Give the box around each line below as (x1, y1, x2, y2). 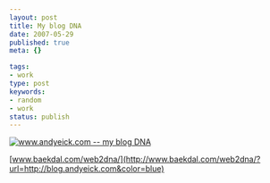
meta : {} (9, 46, 42, 55)
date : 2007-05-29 (9, 29, 74, 38)
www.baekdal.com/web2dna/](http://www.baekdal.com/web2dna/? (12, 154, 261, 165)
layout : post (9, 12, 58, 22)
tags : (9, 62, 30, 71)
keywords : (9, 87, 46, 96)
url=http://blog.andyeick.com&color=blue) (9, 163, 165, 174)
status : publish (9, 112, 70, 121)
